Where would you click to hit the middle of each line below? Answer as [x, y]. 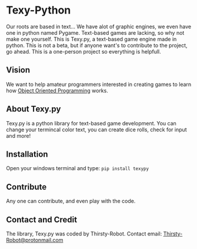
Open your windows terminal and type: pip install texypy [77, 168]
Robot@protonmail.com [35, 240]
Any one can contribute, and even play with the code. [71, 201]
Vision [18, 70]
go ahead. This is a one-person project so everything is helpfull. [84, 51]
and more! [19, 135]
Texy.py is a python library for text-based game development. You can [91, 123]
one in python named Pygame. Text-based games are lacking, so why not [95, 32]
